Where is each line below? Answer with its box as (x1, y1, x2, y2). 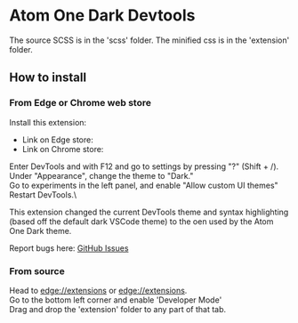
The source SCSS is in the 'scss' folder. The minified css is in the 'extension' (9, 35, 290, 45)
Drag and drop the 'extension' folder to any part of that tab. (9, 303, 227, 314)
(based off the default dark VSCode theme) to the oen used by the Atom (9, 215, 274, 227)
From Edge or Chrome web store (9, 97, 151, 109)
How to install (9, 70, 87, 85)
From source (9, 264, 65, 277)
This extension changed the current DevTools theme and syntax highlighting (9, 206, 289, 217)
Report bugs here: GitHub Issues (9, 242, 129, 254)
